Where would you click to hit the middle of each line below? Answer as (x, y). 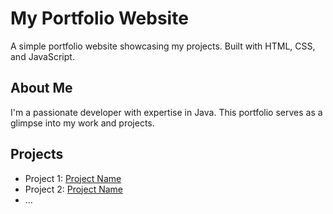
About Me (41, 88)
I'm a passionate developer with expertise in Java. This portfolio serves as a (166, 112)
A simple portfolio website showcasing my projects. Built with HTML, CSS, (163, 46)
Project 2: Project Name (74, 189)
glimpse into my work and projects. (82, 123)
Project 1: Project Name (73, 178)
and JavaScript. (42, 56)
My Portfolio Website (99, 18)
